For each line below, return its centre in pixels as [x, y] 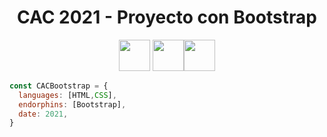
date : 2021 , [43, 114]
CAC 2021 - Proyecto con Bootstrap [167, 17]
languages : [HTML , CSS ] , [67, 95]
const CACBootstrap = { [59, 86]
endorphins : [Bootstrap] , [72, 104]
